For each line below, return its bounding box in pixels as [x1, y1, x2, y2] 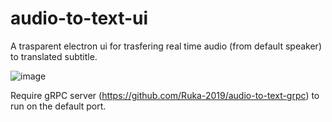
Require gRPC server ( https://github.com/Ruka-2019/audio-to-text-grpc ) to [10, 89, 320, 101]
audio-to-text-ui [10, 7, 149, 30]
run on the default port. [10, 100, 107, 112]
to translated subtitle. [10, 50, 98, 62]
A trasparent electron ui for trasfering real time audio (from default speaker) [10, 40, 322, 52]
